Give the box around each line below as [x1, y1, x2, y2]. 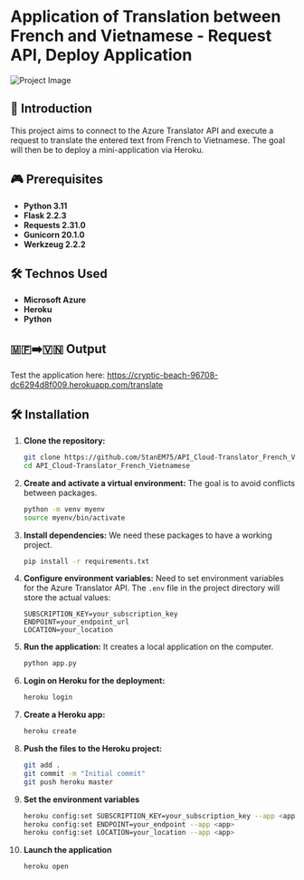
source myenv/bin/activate [23, 513, 126, 522]
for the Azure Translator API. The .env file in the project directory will [23, 582, 280, 594]
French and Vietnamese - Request [10, 25, 272, 46]
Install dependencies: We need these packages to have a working [23, 530, 272, 540]
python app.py [23, 659, 77, 668]
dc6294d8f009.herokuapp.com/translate [10, 379, 164, 390]
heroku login [23, 693, 73, 703]
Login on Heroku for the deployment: [23, 675, 166, 686]
